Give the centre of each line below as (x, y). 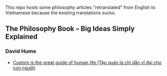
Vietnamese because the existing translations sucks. (61, 13)
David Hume (21, 52)
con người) (24, 68)
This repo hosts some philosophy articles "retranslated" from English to (80, 7)
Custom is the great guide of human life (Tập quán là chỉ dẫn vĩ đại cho (87, 62)
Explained (21, 37)
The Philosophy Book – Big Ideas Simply (70, 29)
